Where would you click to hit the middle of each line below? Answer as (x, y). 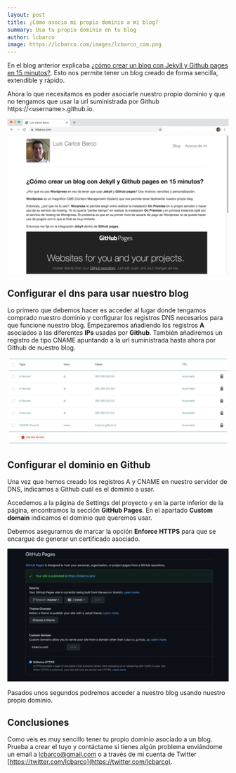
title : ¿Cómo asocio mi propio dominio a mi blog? (83, 22)
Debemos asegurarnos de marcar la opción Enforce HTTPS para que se (112, 531)
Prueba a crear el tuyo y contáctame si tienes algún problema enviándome (115, 747)
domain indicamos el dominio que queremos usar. (80, 518)
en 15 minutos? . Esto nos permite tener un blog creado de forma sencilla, (113, 73)
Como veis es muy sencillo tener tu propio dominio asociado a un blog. (110, 739)
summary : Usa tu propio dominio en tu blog (72, 30)
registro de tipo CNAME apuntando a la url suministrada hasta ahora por (112, 340)
